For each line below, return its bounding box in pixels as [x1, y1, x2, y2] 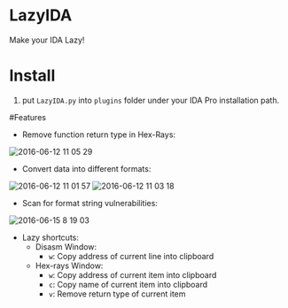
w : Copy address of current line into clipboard [48, 250, 214, 261]
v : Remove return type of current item [48, 289, 186, 299]
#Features [9, 112, 47, 122]
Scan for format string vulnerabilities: [21, 197, 158, 208]
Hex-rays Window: [35, 260, 104, 271]
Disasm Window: [35, 241, 97, 252]
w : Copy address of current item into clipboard [48, 269, 217, 280]
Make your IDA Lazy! [9, 35, 85, 45]
